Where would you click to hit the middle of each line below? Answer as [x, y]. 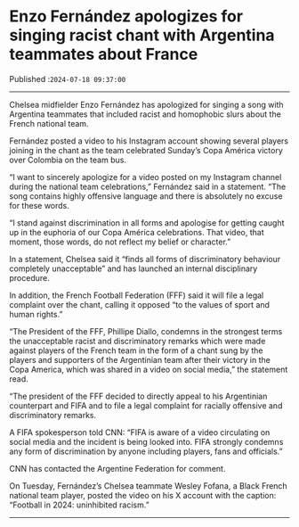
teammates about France [104, 54]
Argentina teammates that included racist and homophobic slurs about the [145, 114]
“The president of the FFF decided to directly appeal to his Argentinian [138, 396]
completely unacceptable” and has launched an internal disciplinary [133, 268]
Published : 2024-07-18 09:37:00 [68, 78]
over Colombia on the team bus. [68, 160]
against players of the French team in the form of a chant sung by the [136, 350]
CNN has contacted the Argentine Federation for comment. [117, 468]
